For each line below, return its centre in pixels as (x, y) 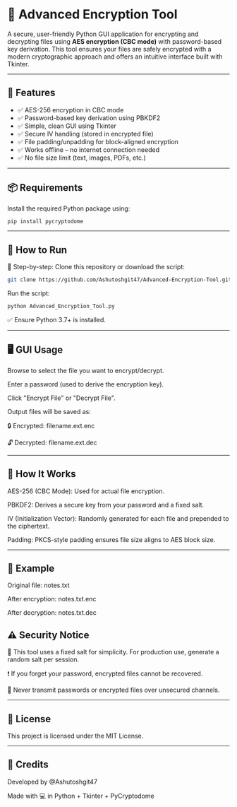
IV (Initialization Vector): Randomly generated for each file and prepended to (118, 518)
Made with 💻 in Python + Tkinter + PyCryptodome (81, 796)
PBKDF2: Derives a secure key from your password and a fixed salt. (106, 505)
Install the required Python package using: (69, 208)
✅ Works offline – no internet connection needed (89, 149)
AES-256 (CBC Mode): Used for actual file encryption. (86, 491)
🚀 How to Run (37, 250)
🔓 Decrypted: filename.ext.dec (52, 442)
